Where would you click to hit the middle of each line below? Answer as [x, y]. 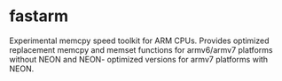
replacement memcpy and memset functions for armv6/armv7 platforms [141, 49]
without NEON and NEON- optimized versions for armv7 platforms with [139, 59]
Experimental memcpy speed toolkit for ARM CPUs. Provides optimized [139, 40]
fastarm [39, 16]
